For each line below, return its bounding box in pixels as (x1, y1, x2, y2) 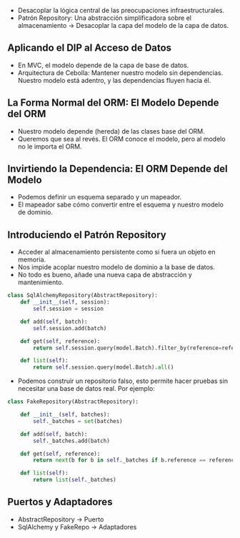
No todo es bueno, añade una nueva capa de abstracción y (17, 271, 193, 279)
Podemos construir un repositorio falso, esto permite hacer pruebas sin (17, 377, 229, 385)
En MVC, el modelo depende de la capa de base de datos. (17, 61, 189, 69)
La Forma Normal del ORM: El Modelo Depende (7, 96, 219, 109)
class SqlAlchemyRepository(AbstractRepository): (7, 292, 159, 299)
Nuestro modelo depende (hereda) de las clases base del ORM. (17, 126, 205, 135)
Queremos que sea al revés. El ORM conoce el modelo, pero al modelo (17, 134, 226, 143)
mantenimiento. (17, 278, 64, 287)
